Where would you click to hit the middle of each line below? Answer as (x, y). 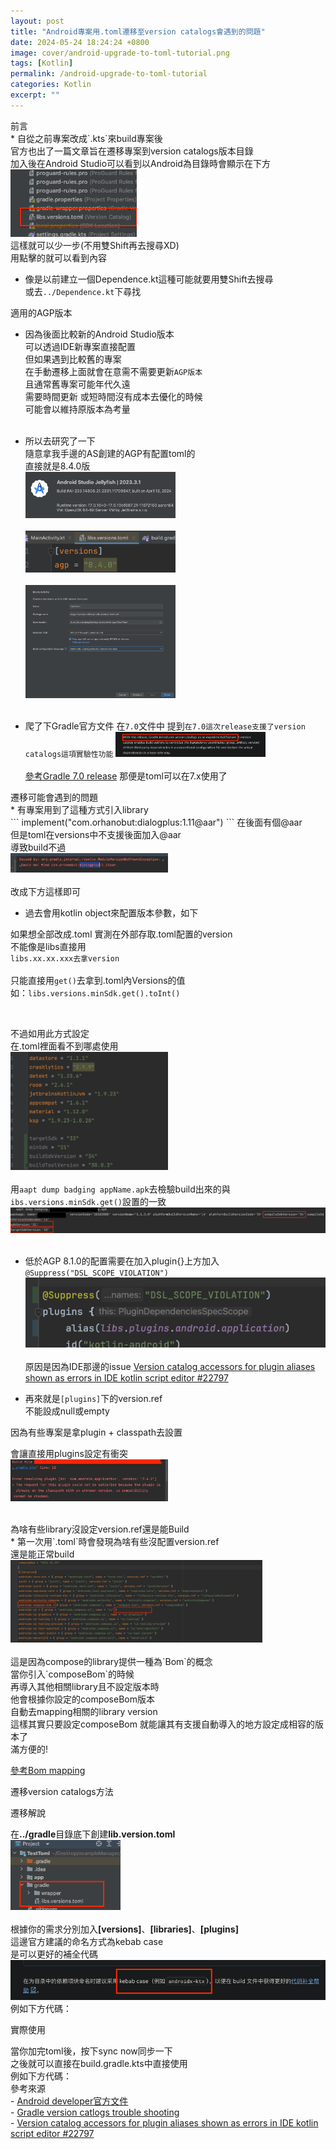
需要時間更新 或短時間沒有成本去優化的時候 (113, 396)
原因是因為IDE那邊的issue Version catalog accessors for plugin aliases (170, 1366)
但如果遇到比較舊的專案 (73, 359)
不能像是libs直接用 (48, 947)
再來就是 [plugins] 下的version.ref (93, 1398)
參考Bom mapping (48, 1771)
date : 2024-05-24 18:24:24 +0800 (80, 42)
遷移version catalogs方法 (62, 1792)
